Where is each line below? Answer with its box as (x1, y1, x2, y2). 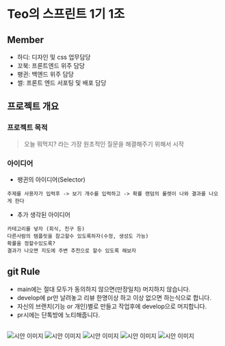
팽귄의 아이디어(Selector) (16, 175, 85, 184)
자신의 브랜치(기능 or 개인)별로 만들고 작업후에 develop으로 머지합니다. (16, 302, 207, 310)
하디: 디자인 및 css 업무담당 (16, 53, 91, 61)
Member (7, 34, 44, 45)
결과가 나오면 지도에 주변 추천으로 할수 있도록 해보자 (7, 247, 137, 254)
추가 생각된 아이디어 (16, 210, 70, 219)
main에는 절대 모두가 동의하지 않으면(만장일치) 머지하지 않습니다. (16, 285, 191, 293)
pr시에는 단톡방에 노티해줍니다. (16, 310, 101, 319)
